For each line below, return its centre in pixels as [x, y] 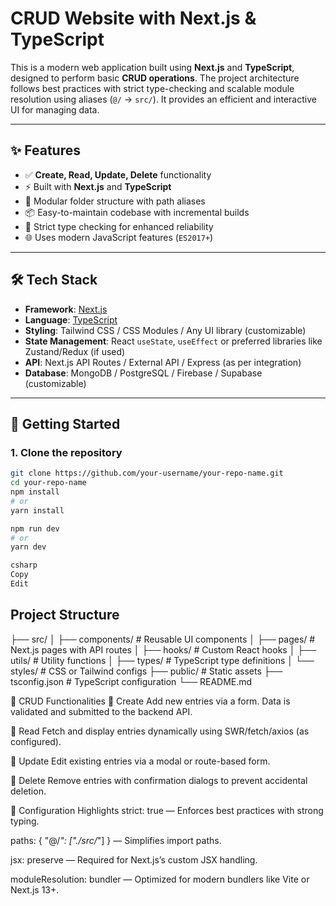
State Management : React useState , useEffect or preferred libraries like [173, 341]
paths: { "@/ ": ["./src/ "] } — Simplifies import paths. [116, 840]
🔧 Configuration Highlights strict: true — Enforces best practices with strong [167, 810]
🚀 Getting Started [65, 423]
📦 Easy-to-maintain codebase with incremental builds [137, 212]
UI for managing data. [55, 109]
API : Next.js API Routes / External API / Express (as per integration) [163, 362]
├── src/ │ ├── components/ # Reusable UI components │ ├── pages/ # [163, 639]
